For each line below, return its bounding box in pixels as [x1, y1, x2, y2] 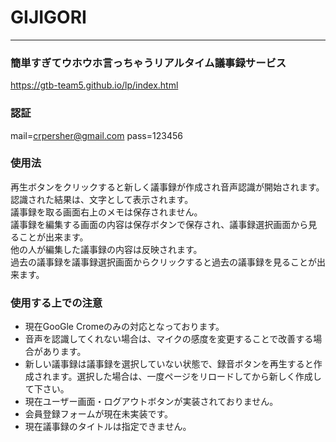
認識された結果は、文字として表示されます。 [10, 193, 194, 205]
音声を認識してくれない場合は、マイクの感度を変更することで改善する [24, 333, 314, 345]
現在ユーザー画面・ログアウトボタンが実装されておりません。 [24, 396, 279, 408]
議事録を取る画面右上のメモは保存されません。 [10, 206, 203, 218]
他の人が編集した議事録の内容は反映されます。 [10, 243, 203, 255]
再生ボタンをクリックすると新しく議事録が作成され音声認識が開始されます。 [10, 181, 325, 193]
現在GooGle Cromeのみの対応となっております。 [24, 321, 225, 333]
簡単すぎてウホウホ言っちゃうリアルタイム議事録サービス [10, 56, 287, 70]
